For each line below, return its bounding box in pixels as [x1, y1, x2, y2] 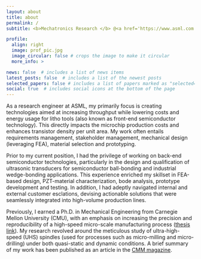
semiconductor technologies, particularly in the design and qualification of [6, 159, 190, 166]
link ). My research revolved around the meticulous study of [6, 227, 152, 234]
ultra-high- [153, 227, 180, 234]
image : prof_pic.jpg [11, 47, 63, 54]
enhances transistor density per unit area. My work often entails [6, 128, 164, 135]
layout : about [6, 8, 42, 15]
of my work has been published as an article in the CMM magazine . [6, 246, 172, 254]
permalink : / [6, 20, 39, 26]
